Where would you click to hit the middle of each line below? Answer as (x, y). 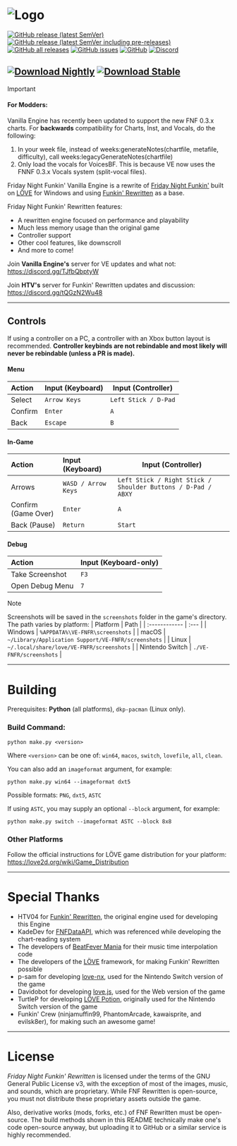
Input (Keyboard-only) (120, 563)
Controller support (44, 235)
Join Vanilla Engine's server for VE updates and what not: (92, 264)
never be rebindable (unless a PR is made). (71, 353)
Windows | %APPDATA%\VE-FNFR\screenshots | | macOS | (86, 632)
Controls (27, 321)
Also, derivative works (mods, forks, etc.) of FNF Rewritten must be (105, 1112)
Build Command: (36, 728)
